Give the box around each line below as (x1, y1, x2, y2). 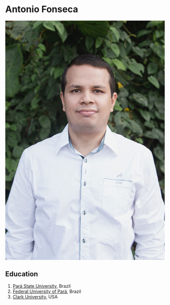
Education (5, 270, 38, 279)
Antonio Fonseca (5, 4, 78, 15)
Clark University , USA (12, 294, 58, 300)
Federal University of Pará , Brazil (12, 288, 81, 294)
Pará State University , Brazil (12, 283, 71, 289)
